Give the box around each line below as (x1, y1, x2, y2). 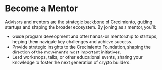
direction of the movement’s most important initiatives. (12, 49, 122, 55)
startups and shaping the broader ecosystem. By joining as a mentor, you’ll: (5, 24, 157, 30)
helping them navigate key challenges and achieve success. (12, 38, 133, 44)
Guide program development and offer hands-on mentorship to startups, (12, 34, 158, 39)
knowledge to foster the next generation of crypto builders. (12, 59, 131, 65)
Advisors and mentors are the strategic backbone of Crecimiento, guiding (5, 19, 153, 25)
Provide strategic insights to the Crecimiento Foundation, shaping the (12, 44, 151, 50)
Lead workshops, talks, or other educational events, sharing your (12, 54, 143, 60)
